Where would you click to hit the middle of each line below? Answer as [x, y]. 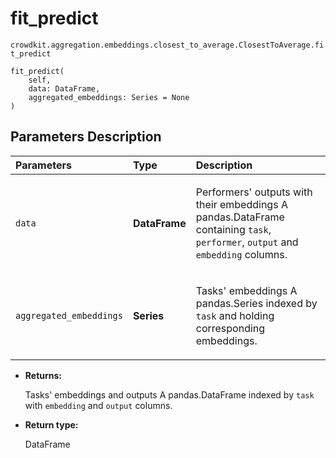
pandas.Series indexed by [256, 303]
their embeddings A [241, 204]
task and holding [235, 315]
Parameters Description [86, 137]
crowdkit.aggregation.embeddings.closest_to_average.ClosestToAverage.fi [167, 45]
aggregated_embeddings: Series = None [109, 97]
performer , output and [247, 242]
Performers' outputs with [254, 192]
